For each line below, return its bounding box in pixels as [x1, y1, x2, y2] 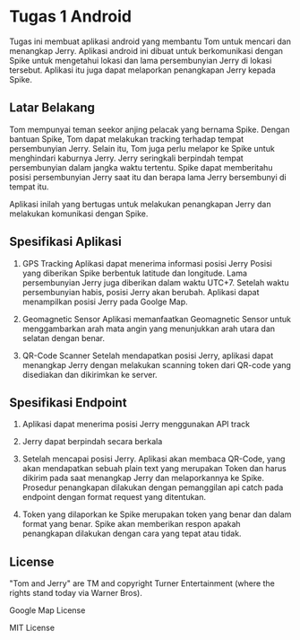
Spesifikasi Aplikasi [9, 234, 123, 250]
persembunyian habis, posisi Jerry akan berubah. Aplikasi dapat [21, 286, 260, 297]
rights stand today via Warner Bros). [9, 588, 143, 599]
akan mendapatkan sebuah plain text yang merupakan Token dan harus [21, 463, 287, 474]
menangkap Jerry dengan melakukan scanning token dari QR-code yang [21, 359, 291, 370]
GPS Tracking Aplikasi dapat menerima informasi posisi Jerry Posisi [21, 258, 273, 268]
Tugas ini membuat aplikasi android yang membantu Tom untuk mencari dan [9, 36, 291, 47]
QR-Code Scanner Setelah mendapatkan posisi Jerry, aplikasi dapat [21, 350, 274, 361]
